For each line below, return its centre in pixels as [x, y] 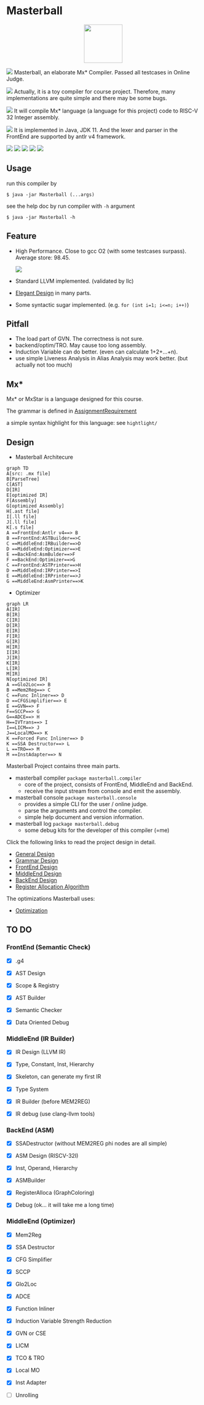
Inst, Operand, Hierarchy [46, 1168]
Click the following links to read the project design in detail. [81, 842]
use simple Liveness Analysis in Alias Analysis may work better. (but [101, 358]
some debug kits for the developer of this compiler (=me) [97, 830]
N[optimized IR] [27, 679]
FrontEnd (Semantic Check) [49, 948]
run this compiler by [32, 183]
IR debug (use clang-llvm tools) [55, 1114]
